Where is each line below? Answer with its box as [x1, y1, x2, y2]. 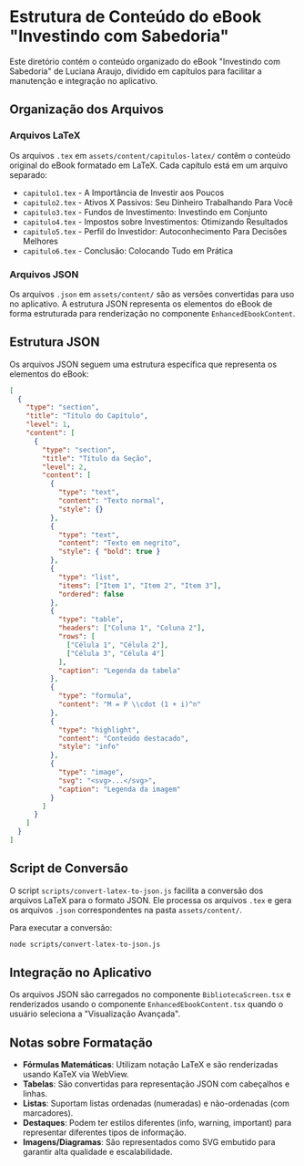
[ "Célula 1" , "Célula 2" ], [66, 640, 169, 650]
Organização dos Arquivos [9, 102, 164, 118]
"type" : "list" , [57, 572, 120, 581]
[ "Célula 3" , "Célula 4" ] [66, 649, 166, 658]
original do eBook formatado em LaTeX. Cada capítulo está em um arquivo [9, 160, 289, 171]
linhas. [22, 1088, 48, 1099]
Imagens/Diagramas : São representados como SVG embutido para [22, 1137, 276, 1148]
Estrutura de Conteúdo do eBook [9, 6, 262, 27]
